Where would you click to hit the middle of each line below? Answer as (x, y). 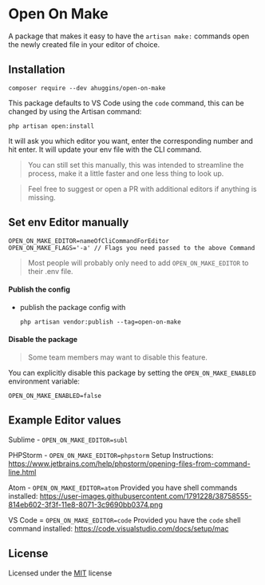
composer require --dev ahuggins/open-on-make (87, 88)
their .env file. (50, 271)
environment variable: (44, 381)
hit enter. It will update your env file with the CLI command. (105, 149)
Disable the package (43, 340)
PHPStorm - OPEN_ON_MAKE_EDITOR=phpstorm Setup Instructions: (111, 455)
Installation (37, 70)
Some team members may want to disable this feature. (117, 357)
